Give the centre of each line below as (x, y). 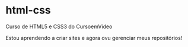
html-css (28, 10)
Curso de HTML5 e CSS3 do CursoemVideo (59, 26)
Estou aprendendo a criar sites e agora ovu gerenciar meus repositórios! (94, 38)
